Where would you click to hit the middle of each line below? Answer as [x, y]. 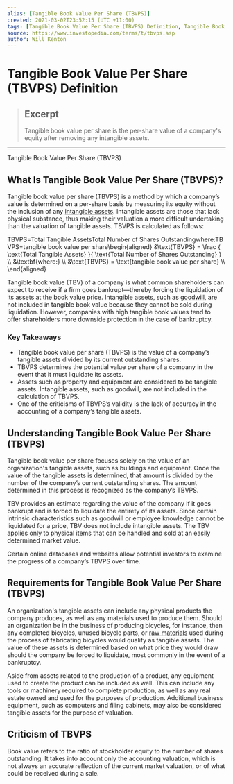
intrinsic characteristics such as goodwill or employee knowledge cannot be [116, 518]
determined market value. [44, 540]
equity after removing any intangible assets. [87, 138]
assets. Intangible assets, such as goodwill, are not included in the [112, 389]
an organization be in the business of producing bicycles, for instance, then [115, 625]
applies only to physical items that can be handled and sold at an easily [109, 533]
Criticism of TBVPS [50, 734]
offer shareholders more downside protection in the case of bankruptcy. [110, 319]
